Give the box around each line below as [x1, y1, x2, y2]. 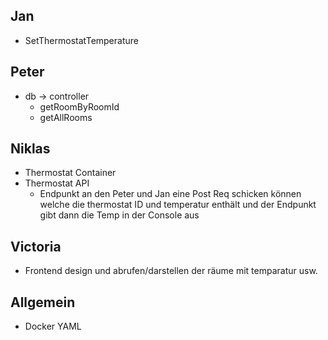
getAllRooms [39, 111, 93, 123]
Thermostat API [24, 177, 90, 189]
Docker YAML [24, 320, 82, 333]
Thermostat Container [24, 167, 117, 179]
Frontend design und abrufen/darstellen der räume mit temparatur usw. [24, 265, 318, 277]
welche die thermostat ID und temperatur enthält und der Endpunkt [39, 199, 317, 211]
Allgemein [10, 294, 76, 311]
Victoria [10, 238, 62, 255]
